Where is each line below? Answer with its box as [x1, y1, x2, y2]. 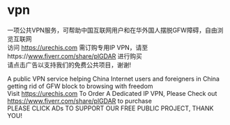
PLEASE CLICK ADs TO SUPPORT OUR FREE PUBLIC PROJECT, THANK [7, 103, 214, 112]
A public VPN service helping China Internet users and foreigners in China [7, 74, 220, 83]
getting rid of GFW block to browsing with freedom [7, 82, 153, 90]
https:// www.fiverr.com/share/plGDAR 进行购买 [7, 51, 143, 60]
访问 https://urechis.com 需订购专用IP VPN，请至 [7, 43, 148, 51]
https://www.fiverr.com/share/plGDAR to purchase [7, 97, 152, 105]
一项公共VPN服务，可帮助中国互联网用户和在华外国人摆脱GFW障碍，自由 [7, 26, 217, 34]
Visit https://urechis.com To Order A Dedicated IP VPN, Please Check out [7, 89, 217, 97]
